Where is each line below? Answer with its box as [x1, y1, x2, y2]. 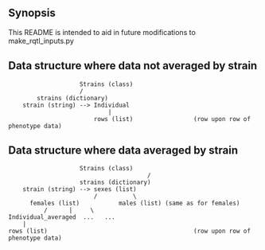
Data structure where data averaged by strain [8, 143, 239, 158]
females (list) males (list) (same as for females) [29, 199, 240, 208]
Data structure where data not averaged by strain [8, 59, 258, 72]
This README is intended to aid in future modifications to [8, 27, 197, 37]
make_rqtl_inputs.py [8, 36, 74, 45]
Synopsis [8, 6, 56, 20]
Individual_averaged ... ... [8, 213, 115, 221]
